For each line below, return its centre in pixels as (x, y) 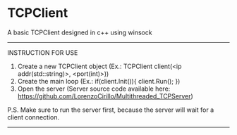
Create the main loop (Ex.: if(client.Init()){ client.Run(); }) (99, 81)
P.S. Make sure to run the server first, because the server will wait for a (111, 110)
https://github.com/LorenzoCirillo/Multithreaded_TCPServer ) (105, 96)
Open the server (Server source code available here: (94, 89)
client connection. (34, 117)
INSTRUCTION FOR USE (43, 52)
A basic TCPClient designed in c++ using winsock (80, 32)
